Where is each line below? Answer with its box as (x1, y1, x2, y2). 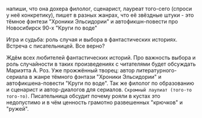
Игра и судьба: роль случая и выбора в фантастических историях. (6, 36, 177, 43)
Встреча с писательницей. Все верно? (6, 42, 105, 49)
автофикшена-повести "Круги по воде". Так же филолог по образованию (6, 79, 194, 87)
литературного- (136, 67, 177, 74)
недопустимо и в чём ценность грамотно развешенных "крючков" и (6, 99, 183, 106)
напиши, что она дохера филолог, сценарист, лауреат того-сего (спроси (6, 5, 192, 12)
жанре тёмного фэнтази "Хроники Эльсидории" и (33, 73, 162, 80)
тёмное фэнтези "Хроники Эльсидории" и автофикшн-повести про (6, 18, 179, 25)
